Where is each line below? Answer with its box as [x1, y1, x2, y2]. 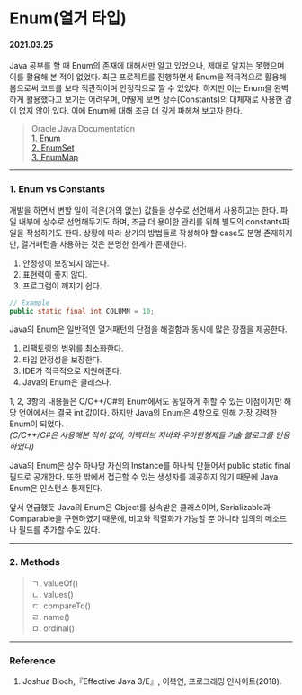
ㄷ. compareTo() [31, 600, 92, 611]
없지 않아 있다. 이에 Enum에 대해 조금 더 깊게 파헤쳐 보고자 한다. [18, 105, 243, 116]
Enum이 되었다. [9, 418, 65, 429]
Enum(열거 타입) [9, 8, 128, 29]
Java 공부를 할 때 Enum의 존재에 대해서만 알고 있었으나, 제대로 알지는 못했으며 [9, 60, 285, 71]
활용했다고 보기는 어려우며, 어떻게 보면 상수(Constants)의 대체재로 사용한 [25, 94, 283, 105]
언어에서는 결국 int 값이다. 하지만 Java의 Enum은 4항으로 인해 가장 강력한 [18, 407, 278, 418]
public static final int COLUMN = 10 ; [9, 306, 155, 315]
